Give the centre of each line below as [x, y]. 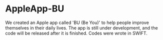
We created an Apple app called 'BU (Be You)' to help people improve [77, 22]
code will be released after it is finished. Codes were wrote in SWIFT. [76, 33]
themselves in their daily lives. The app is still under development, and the [81, 27]
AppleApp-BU [35, 9]
